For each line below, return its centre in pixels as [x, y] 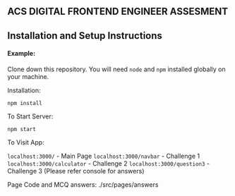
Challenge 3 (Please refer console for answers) [76, 171]
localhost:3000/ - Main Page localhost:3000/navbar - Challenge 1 [103, 156]
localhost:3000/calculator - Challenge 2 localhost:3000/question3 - [109, 163]
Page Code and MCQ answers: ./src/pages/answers [83, 184]
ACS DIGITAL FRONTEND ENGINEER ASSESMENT [118, 12]
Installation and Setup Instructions [85, 36]
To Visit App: [26, 142]
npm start [22, 129]
